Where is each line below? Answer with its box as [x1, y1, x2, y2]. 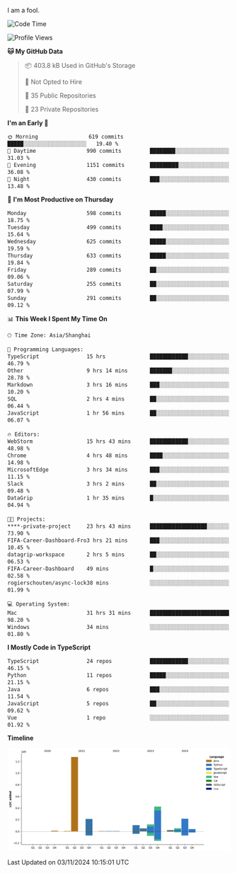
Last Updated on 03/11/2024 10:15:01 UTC [7, 857, 129, 866]
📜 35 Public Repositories [24, 91, 97, 100]
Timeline [7, 734, 34, 742]
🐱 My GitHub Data [7, 47, 64, 55]
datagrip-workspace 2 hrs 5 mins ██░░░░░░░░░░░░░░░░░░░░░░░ [7, 551, 230, 558]
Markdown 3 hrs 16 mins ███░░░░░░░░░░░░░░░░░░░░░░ [7, 381, 230, 388]
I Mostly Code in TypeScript [7, 643, 91, 652]
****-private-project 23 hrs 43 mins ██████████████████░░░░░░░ [7, 523, 230, 530]
